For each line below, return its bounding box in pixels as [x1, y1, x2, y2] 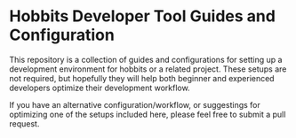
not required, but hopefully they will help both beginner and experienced [9, 73, 275, 83]
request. [9, 118, 40, 129]
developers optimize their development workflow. [9, 82, 190, 93]
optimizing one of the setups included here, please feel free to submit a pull [9, 109, 286, 119]
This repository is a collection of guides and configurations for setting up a [9, 54, 283, 65]
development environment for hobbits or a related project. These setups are [9, 64, 287, 74]
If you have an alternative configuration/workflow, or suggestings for [9, 99, 260, 110]
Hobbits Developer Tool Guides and [9, 6, 276, 27]
